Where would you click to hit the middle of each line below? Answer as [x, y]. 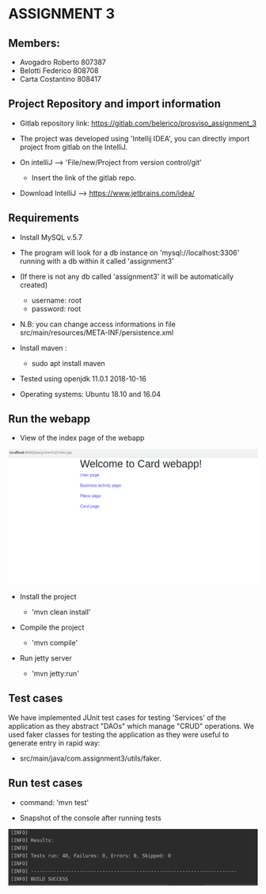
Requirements [44, 218]
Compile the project [52, 627]
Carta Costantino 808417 [60, 79]
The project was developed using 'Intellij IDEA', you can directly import [135, 138]
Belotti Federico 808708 [59, 71]
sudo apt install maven [68, 363]
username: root [56, 300]
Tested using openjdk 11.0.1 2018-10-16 [83, 379]
